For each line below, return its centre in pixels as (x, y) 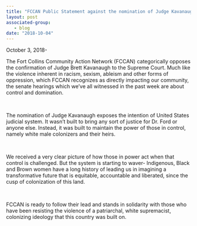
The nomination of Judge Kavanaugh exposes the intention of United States (98, 116)
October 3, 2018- (27, 50)
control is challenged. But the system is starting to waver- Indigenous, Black (98, 163)
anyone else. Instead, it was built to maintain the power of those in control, (96, 128)
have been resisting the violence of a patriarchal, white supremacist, (89, 211)
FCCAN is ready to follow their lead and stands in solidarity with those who (96, 205)
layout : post (22, 17)
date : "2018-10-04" (30, 33)
